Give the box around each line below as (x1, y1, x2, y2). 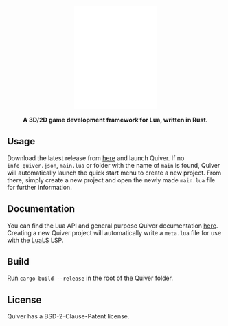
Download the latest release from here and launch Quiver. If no (7, 153, 185, 162)
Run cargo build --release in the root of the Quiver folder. (7, 274, 174, 283)
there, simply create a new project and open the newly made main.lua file (7, 175, 216, 184)
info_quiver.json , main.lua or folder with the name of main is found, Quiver (7, 161, 220, 169)
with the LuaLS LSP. (7, 236, 64, 244)
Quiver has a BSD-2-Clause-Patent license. (7, 312, 130, 320)
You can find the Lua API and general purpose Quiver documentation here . (7, 221, 218, 230)
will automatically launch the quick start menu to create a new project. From (7, 169, 222, 177)
